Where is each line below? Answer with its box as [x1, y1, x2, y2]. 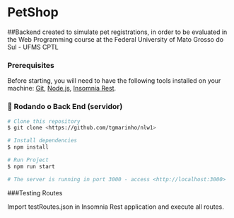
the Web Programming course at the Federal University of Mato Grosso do [7, 35, 224, 43]
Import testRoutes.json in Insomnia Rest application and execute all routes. [7, 202, 224, 211]
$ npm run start [7, 163, 55, 170]
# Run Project [7, 156, 49, 163]
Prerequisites [7, 60, 54, 70]
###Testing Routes [7, 188, 63, 197]
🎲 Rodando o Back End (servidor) [7, 102, 123, 112]
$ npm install [7, 144, 49, 151]
